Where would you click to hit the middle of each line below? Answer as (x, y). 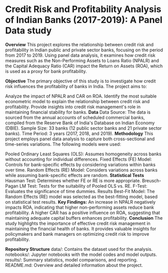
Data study (28, 31)
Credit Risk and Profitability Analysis (83, 9)
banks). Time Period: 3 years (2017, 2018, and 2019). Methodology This (79, 133)
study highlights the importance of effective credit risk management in (78, 223)
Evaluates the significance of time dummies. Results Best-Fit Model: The (80, 191)
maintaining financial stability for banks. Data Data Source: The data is (78, 112)
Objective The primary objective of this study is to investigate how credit (81, 81)
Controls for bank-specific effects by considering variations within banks (80, 164)
